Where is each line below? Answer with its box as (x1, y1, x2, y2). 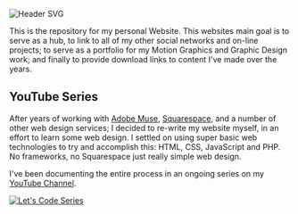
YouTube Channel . (9, 177, 77, 188)
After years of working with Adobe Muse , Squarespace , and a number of (9, 112, 277, 124)
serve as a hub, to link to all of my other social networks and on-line (9, 36, 259, 45)
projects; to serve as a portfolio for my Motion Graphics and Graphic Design (9, 45, 288, 55)
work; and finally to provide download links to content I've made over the (9, 54, 277, 64)
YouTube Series (9, 89, 99, 104)
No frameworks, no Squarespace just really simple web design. (9, 151, 242, 161)
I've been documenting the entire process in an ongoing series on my (9, 168, 265, 178)
